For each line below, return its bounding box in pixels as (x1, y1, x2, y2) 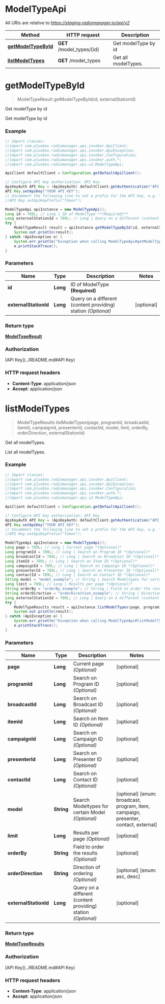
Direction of (73, 864, 101, 871)
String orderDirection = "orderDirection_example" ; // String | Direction (5, 591, 162, 595)
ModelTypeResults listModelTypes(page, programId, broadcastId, (17, 419, 150, 425)
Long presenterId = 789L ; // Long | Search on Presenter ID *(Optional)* (5, 568, 160, 573)
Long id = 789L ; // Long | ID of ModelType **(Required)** (5, 211, 129, 217)
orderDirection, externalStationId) (17, 430, 85, 436)
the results (73, 850, 98, 856)
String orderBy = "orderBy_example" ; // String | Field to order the (5, 586, 151, 592)
